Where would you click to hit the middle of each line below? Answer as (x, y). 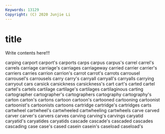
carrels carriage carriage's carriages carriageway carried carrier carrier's (81, 68)
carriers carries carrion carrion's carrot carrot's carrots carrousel (73, 73)
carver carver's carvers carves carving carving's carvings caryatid (74, 116)
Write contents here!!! (28, 53)
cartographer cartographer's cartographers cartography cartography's (78, 94)
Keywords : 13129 (22, 10)
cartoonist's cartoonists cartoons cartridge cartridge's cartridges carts (78, 105)
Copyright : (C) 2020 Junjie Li (38, 14)
